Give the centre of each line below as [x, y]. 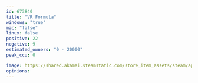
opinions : [18, 71]
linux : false [22, 33]
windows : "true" [26, 22]
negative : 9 [21, 44]
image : [14, 65]
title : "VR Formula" [32, 17]
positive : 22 [22, 39]
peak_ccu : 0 [21, 55]
